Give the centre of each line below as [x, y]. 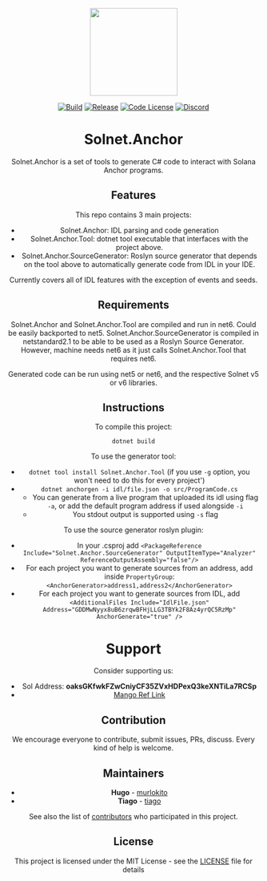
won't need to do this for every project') [139, 480]
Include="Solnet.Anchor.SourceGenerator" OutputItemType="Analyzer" [139, 553]
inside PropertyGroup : [139, 576]
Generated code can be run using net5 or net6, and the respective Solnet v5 [133, 374]
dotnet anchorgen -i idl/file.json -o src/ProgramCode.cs [139, 490]
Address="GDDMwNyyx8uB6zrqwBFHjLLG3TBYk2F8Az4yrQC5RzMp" [139, 610]
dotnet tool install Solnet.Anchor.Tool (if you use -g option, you [139, 472]
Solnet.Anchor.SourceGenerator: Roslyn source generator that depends [139, 256]
